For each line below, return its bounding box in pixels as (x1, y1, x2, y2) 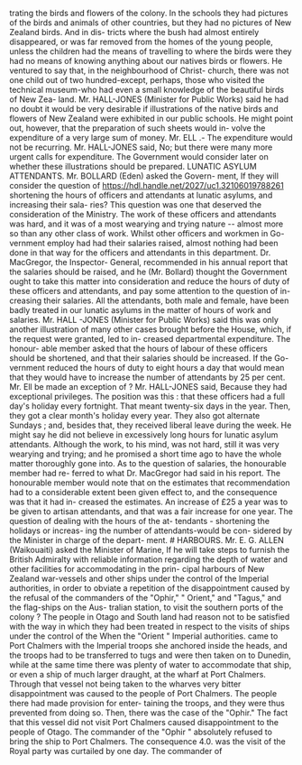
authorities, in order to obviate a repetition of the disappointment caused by (9, 583, 290, 594)
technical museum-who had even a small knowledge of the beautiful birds (9, 85, 285, 95)
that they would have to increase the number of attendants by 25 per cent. (9, 372, 286, 382)
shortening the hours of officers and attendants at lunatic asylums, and (9, 189, 273, 200)
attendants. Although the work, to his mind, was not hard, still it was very (9, 439, 279, 449)
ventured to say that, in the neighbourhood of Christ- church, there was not (9, 65, 289, 76)
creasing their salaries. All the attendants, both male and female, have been (9, 295, 289, 306)
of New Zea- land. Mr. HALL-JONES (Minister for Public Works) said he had (9, 94, 289, 105)
